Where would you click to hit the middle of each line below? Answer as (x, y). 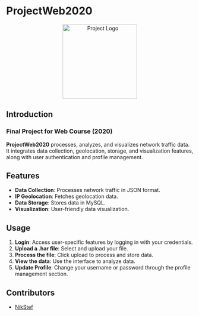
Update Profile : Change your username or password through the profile (103, 268)
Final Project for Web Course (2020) (59, 131)
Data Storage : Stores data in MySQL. (60, 203)
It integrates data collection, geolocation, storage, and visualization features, (100, 151)
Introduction (30, 114)
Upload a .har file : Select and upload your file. (71, 249)
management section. (41, 274)
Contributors (31, 292)
